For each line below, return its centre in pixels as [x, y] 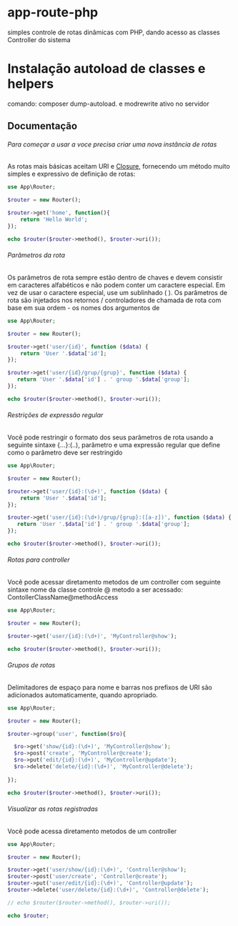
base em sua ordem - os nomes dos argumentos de [84, 307]
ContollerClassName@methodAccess [63, 597]
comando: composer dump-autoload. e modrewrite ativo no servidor [108, 104]
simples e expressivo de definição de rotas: [71, 174]
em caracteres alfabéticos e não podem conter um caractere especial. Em [116, 285]
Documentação [42, 126]
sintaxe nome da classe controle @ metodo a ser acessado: [95, 589]
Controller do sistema [39, 39]
